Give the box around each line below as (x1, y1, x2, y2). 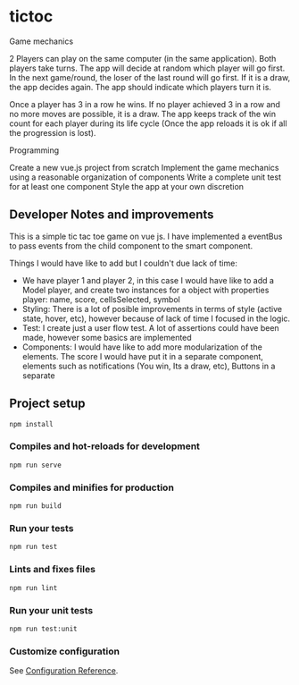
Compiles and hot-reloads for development (9, 440, 201, 452)
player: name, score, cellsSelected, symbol (21, 293, 180, 305)
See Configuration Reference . (9, 665, 119, 676)
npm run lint (9, 583, 58, 592)
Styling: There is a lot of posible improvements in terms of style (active (21, 303, 283, 314)
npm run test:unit (9, 624, 78, 634)
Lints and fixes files (9, 563, 96, 576)
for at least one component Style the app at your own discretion (9, 181, 244, 191)
